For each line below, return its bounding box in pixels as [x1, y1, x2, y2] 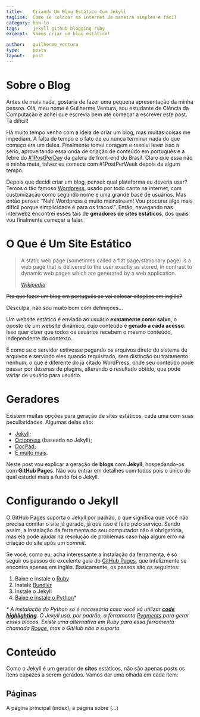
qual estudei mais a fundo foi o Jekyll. [6, 473, 99, 480]
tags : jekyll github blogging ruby [6, 25, 105, 32]
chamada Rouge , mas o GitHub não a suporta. [6, 624, 121, 632]
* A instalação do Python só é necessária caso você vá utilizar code [6, 606, 175, 613]
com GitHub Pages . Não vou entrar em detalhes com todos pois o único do [6, 467, 191, 474]
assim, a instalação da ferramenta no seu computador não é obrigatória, [6, 526, 183, 533]
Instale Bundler [14, 581, 52, 588]
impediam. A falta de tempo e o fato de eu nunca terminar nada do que [6, 135, 180, 142]
